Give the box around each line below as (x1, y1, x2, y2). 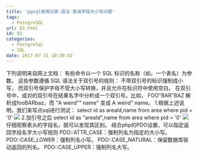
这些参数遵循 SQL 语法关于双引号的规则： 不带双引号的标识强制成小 (17, 77, 184, 84)
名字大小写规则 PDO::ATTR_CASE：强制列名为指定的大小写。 (21, 128, 171, 136)
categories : (6, 36, 36, 42)
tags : (6, 14, 20, 20)
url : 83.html (6, 25, 39, 31)
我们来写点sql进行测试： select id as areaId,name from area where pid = (16, 106, 193, 113)
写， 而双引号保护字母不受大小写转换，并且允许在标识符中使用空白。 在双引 (6, 84, 191, 92)
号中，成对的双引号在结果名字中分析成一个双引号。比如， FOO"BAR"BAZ (6, 92, 185, 99)
